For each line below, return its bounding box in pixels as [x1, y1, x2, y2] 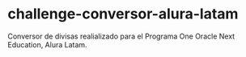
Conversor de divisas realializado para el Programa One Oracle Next [7, 31, 235, 41]
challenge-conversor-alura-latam [7, 5, 239, 23]
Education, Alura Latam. [7, 39, 87, 49]
